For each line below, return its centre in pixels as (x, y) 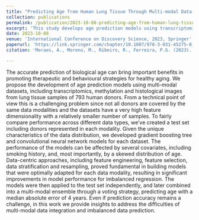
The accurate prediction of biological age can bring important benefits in (95, 72)
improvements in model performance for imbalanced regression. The (90, 179)
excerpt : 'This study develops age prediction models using (82, 28)
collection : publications (38, 17)
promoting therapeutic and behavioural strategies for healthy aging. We (93, 78)
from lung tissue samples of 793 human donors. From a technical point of (96, 97)
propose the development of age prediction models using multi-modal (92, 85)
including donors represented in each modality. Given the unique (85, 128)
